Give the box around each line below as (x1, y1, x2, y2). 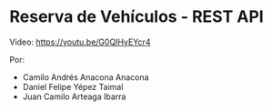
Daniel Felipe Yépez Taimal (22, 81, 124, 92)
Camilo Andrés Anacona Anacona (22, 71, 149, 83)
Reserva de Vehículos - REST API (9, 6, 264, 27)
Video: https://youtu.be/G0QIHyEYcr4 (9, 36, 151, 47)
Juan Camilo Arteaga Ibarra (22, 91, 126, 102)
